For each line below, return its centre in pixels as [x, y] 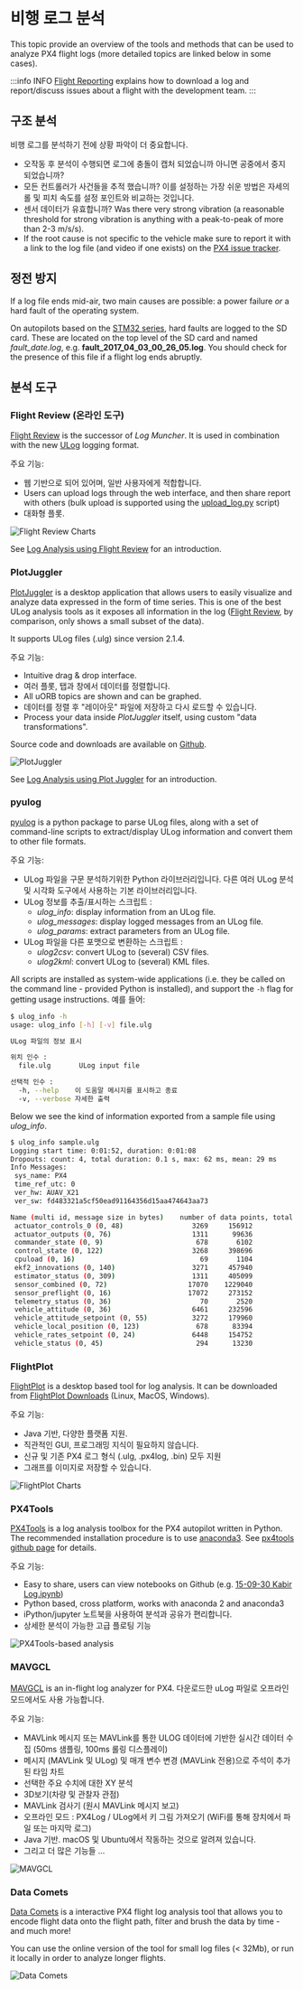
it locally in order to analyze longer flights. [88, 1958]
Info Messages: [39, 1167]
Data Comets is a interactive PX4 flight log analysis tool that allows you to [147, 1912]
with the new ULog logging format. [74, 445]
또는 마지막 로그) [62, 1828]
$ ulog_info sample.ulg [55, 1142]
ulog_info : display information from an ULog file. [126, 911]
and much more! [41, 1931]
